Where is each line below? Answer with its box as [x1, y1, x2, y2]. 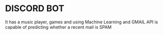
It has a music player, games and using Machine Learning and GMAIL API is [5, 19, 159, 25]
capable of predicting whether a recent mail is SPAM [5, 24, 112, 30]
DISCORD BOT [5, 3, 65, 14]
